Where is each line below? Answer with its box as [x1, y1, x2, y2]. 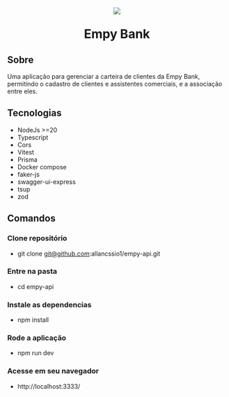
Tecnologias [7, 107, 62, 119]
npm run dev [17, 349, 54, 357]
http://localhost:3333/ [17, 382, 81, 390]
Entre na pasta [7, 267, 58, 277]
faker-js [17, 170, 40, 178]
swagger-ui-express [17, 178, 77, 186]
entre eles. [7, 87, 38, 95]
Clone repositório [7, 233, 68, 243]
